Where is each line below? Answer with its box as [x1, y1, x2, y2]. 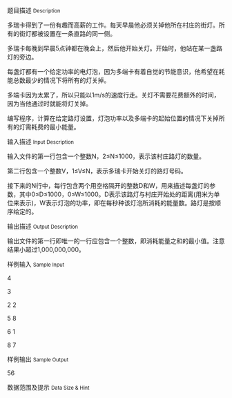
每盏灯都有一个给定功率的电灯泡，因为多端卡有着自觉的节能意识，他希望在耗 [7, 68, 225, 75]
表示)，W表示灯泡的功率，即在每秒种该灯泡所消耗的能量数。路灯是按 [19, 199, 215, 207]
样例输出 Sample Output [7, 355, 69, 363]
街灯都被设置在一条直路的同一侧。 [19, 30, 116, 37]
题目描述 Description [7, 6, 61, 15]
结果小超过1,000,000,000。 [7, 245, 85, 254]
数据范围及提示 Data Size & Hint [7, 383, 90, 391]
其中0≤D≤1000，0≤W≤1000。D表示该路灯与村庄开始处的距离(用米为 [19, 190, 214, 198]
